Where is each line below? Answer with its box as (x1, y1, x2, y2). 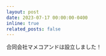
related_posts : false (6, 26, 61, 32)
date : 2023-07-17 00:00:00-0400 (6, 15, 88, 21)
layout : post (6, 9, 39, 15)
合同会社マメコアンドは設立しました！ (6, 43, 102, 51)
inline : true (6, 20, 39, 26)
